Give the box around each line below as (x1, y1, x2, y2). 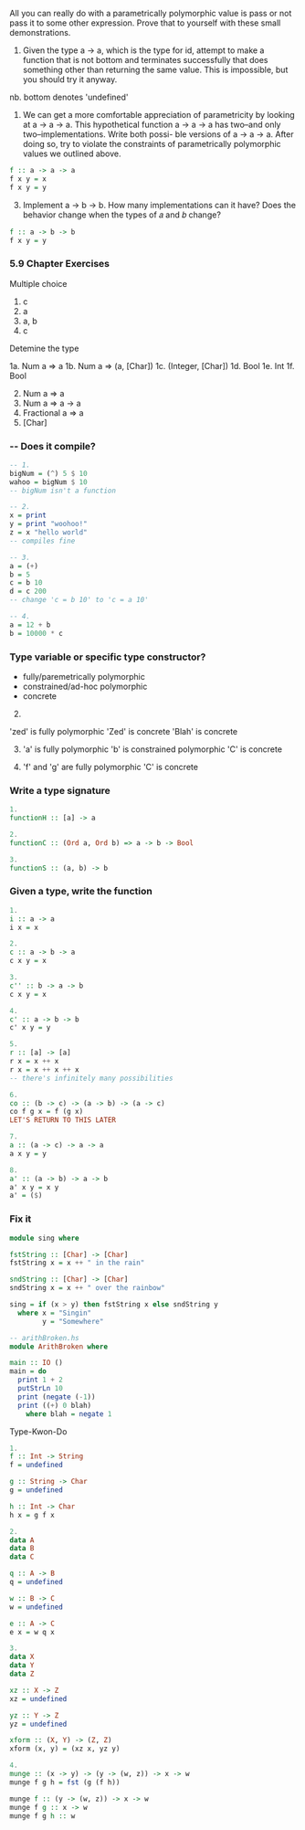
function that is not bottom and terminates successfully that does (22, 55, 268, 65)
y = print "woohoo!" (9, 520, 89, 529)
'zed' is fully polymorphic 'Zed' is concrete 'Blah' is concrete (9, 726, 238, 737)
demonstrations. (9, 27, 71, 37)
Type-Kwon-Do (9, 1425, 68, 1437)
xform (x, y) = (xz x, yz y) (9, 1744, 121, 1753)
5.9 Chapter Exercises (9, 258, 110, 270)
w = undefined (9, 1603, 64, 1612)
